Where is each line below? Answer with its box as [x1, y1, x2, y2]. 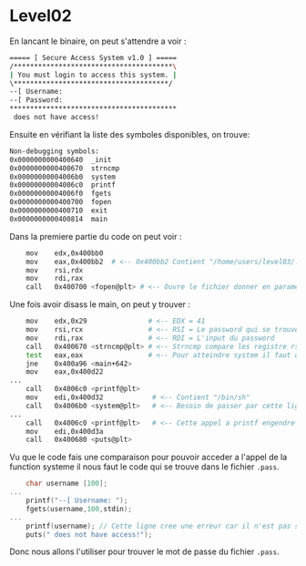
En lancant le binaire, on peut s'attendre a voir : [9, 36, 187, 46]
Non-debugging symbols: [9, 147, 100, 156]
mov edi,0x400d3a [25, 427, 104, 436]
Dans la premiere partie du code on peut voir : [9, 231, 182, 242]
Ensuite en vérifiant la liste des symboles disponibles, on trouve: [9, 129, 250, 139]
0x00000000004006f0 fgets [9, 189, 112, 199]
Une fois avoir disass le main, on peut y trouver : [9, 299, 191, 310]
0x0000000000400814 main [9, 214, 107, 223]
